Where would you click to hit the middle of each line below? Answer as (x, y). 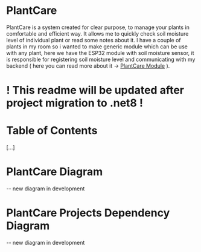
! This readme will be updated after (95, 90)
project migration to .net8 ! (75, 103)
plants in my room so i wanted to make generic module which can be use (97, 47)
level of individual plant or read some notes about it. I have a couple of (94, 40)
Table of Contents (52, 131)
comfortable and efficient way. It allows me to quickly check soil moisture (97, 33)
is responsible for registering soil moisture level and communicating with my (101, 59)
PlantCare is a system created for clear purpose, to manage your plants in (98, 27)
